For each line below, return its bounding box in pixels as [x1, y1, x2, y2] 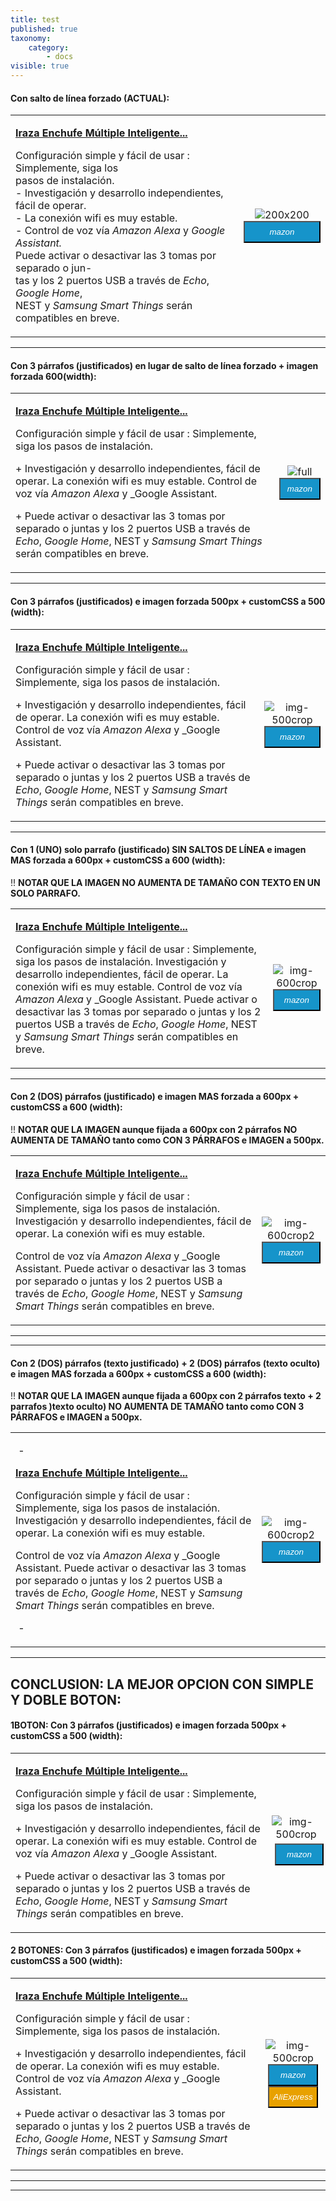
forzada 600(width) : [10, 370, 97, 382]
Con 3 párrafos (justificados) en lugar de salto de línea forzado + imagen [10, 359, 319, 371]
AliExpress [273, 2092, 313, 2103]
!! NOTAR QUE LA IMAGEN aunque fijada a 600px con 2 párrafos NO [10, 1124, 298, 1136]
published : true [10, 24, 78, 34]
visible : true [10, 61, 70, 71]
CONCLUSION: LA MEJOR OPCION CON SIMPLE [10, 1676, 314, 1693]
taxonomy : [10, 33, 52, 43]
